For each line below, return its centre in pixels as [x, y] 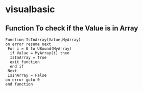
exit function [25, 62]
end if [17, 67]
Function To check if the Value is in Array [72, 28]
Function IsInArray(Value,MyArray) [43, 40]
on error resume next [28, 44]
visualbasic [30, 9]
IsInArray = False [27, 75]
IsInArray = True [28, 57]
